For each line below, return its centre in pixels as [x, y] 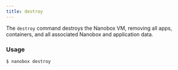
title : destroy [25, 11]
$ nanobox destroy [28, 61]
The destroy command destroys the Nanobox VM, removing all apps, [89, 28]
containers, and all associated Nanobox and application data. [80, 34]
